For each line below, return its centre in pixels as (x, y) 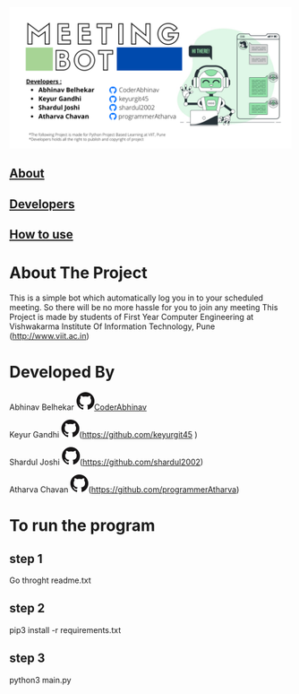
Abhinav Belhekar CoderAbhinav (78, 407)
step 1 (26, 559)
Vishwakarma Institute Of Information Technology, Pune (112, 326)
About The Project (78, 273)
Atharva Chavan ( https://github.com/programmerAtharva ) (124, 490)
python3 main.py (40, 680)
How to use (41, 234)
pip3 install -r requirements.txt (65, 629)
